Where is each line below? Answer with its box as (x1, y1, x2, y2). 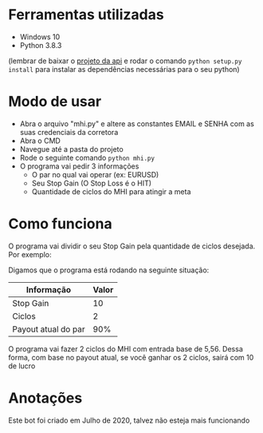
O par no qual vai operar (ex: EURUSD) (31, 169, 159, 179)
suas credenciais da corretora (19, 127, 119, 137)
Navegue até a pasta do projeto (19, 144, 124, 153)
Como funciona (8, 215, 113, 233)
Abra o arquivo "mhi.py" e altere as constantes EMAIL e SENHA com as (19, 118, 255, 129)
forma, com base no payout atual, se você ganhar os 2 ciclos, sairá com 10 (8, 352, 254, 362)
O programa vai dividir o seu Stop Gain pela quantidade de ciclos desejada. (8, 241, 256, 251)
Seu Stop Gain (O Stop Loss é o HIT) (31, 178, 152, 188)
